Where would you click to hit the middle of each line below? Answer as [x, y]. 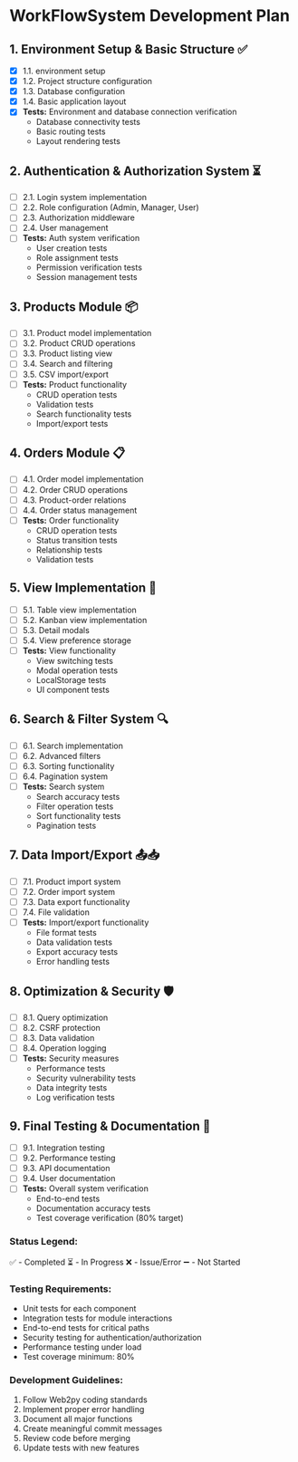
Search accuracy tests [78, 797]
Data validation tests [74, 942]
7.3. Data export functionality [76, 901]
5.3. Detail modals [56, 630]
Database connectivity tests [88, 122]
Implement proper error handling [83, 1409]
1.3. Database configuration [73, 91]
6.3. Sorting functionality [68, 765]
